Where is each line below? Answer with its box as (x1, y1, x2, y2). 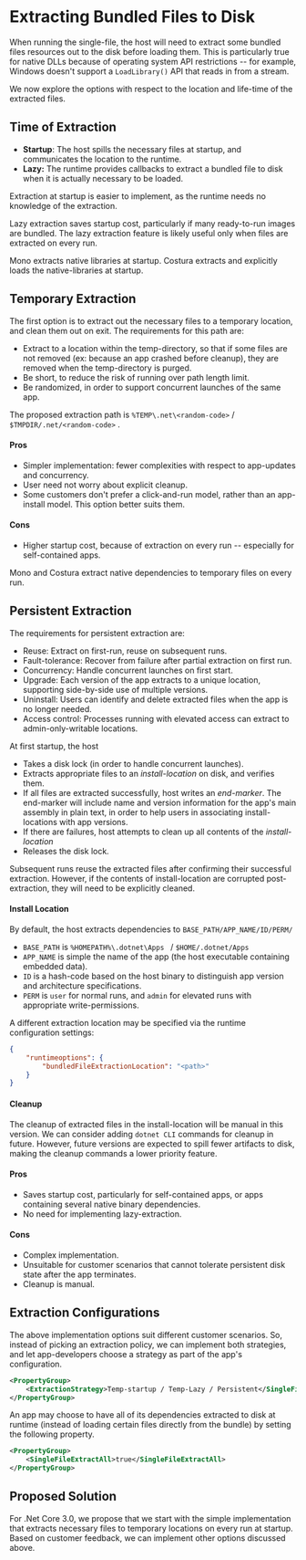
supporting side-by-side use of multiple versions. (22, 684, 209, 695)
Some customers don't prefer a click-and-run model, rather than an (22, 488, 276, 499)
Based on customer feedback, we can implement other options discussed (9, 1532, 286, 1544)
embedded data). (22, 960, 88, 971)
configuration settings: (9, 1027, 95, 1038)
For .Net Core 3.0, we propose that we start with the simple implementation (9, 1513, 291, 1523)
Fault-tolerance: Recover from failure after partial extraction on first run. (22, 654, 292, 665)
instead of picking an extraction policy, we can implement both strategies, (9, 1339, 287, 1350)
